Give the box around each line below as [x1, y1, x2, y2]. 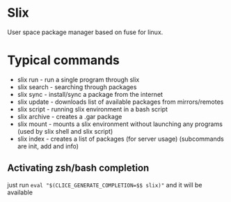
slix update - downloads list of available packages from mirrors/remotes [17, 98, 224, 106]
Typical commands [7, 52, 120, 68]
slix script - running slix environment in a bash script [17, 104, 168, 113]
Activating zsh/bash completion [7, 162, 150, 174]
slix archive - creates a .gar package [17, 112, 122, 121]
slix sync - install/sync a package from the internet [17, 90, 164, 98]
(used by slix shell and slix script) [17, 127, 113, 135]
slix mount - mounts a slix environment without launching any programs [17, 120, 223, 128]
